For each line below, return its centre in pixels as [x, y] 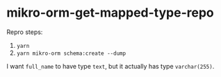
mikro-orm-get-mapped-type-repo [110, 13]
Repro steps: [25, 32]
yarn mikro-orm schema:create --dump [71, 53]
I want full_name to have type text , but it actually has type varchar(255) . [110, 66]
